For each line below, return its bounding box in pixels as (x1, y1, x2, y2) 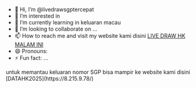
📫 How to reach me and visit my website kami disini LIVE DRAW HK (14, 32, 186, 39)
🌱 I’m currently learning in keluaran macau (14, 19, 122, 26)
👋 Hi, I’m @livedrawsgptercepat (14, 6, 94, 13)
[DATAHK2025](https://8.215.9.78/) (5, 75, 94, 82)
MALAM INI (14, 41, 44, 48)
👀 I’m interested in (14, 12, 60, 20)
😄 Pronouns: (14, 48, 48, 54)
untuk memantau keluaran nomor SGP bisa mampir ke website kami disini (5, 68, 191, 76)
